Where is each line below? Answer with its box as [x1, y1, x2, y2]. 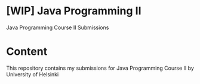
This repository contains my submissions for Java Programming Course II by [6, 64, 194, 71]
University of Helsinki [6, 70, 59, 78]
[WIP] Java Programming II [6, 4, 141, 18]
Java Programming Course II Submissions [6, 24, 109, 31]
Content [6, 45, 48, 58]
